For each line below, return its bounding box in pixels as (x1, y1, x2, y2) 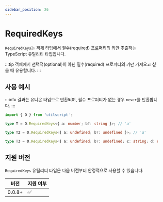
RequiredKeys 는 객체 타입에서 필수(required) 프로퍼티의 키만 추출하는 (5, 45, 137, 51)
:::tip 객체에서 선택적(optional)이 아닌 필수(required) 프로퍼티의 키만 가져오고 (5, 61, 151, 67)
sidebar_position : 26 (5, 7, 49, 12)
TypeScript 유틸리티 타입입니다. (5, 51, 66, 56)
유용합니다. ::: (15, 67, 41, 73)
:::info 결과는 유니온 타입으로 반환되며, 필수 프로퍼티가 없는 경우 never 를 (5, 97, 141, 103)
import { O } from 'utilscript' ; (5, 112, 73, 117)
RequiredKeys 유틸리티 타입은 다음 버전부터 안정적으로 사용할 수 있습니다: (5, 167, 144, 173)
